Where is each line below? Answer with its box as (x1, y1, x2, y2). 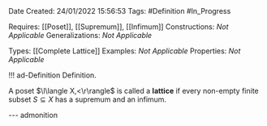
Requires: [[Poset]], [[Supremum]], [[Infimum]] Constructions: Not (8, 22, 229, 31)
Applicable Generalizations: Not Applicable (8, 31, 153, 40)
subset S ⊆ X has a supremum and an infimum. (8, 94, 167, 104)
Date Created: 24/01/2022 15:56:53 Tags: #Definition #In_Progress (8, 6, 231, 15)
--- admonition (8, 111, 58, 120)
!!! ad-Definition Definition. (8, 70, 97, 80)
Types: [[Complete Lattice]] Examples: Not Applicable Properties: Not (8, 46, 241, 56)
